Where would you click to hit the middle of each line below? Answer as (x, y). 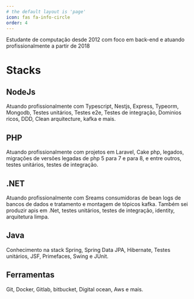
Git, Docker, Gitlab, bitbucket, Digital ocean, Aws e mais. (75, 289)
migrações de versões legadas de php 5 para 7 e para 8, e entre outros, (94, 158)
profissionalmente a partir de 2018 (48, 46)
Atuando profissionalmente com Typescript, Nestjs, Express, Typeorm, (93, 106)
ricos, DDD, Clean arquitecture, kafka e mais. (61, 119)
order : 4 (17, 23)
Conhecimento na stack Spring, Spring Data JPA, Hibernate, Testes (88, 250)
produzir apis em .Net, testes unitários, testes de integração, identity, (90, 210)
